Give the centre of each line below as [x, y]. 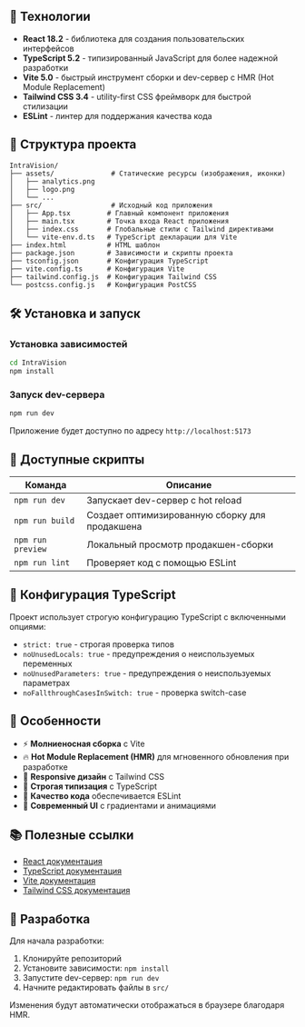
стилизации [45, 106]
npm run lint [42, 563]
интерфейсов [48, 48]
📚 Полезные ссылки [72, 836]
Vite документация [59, 881]
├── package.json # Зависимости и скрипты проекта [121, 253]
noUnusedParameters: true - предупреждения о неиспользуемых [147, 673]
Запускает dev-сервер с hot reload [164, 501]
